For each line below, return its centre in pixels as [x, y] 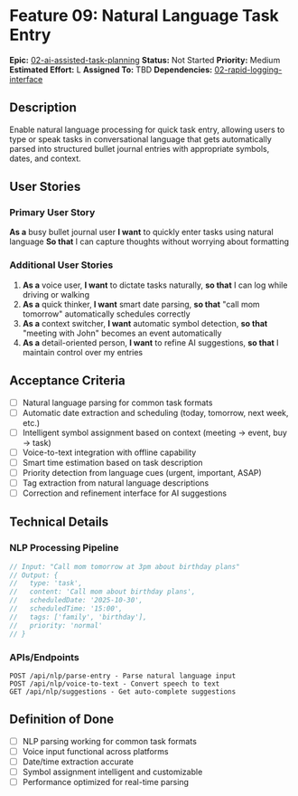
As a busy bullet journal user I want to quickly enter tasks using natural [141, 232]
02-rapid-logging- [248, 70]
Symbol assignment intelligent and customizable [112, 772]
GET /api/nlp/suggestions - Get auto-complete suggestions [123, 692]
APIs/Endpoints [44, 657]
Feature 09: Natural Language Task [144, 16]
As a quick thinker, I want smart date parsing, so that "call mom [141, 304]
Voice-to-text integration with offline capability [109, 452]
